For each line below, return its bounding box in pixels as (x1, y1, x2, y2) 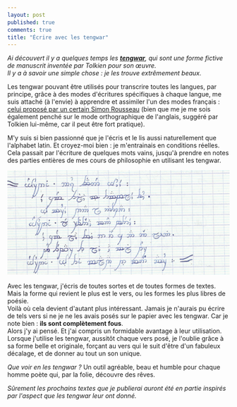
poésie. (7, 297, 30, 305)
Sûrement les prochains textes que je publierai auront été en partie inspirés (7, 384, 226, 393)
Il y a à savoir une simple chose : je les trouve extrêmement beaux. (7, 69, 202, 78)
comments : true (7, 26, 52, 33)
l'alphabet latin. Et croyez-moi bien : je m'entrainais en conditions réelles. (7, 141, 220, 150)
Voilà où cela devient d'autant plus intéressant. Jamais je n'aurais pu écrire (7, 304, 225, 313)
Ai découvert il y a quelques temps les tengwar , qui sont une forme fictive (7, 54, 224, 63)
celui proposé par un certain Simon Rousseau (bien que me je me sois (7, 105, 211, 114)
